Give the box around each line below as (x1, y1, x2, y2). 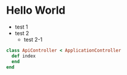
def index (11, 53, 36, 59)
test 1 (14, 23, 29, 30)
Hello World (6, 4, 66, 17)
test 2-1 (23, 36, 43, 43)
